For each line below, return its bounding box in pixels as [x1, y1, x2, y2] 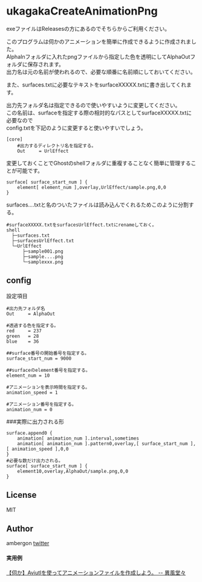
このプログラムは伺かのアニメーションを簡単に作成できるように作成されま [6, 38, 192, 45]
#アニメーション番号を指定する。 [6, 401, 77, 407]
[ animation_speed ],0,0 [6, 446, 69, 452]
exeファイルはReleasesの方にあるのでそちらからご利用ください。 [6, 25, 171, 32]
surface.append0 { [6, 430, 53, 436]
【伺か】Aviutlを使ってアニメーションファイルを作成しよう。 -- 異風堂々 [6, 569, 186, 576]
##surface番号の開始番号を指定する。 [6, 350, 90, 356]
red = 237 [6, 328, 42, 334]
